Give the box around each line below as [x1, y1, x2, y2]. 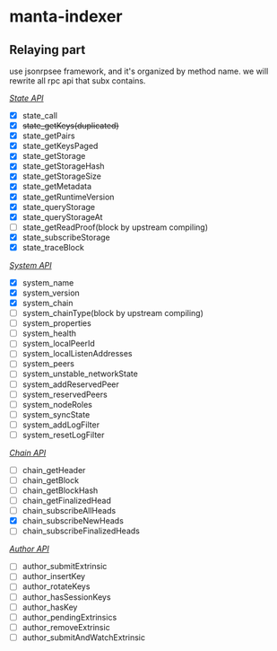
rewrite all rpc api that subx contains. [9, 75, 146, 86]
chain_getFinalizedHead [22, 496, 112, 506]
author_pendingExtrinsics [22, 611, 117, 622]
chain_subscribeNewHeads [22, 515, 124, 526]
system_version [22, 287, 81, 298]
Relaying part [9, 42, 86, 57]
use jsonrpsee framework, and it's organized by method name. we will [9, 66, 269, 76]
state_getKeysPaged [22, 141, 99, 152]
